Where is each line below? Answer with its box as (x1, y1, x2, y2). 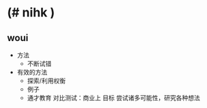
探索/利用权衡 (27, 77, 66, 85)
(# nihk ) (7, 5, 55, 21)
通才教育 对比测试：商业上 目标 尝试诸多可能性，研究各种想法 (27, 94, 200, 102)
